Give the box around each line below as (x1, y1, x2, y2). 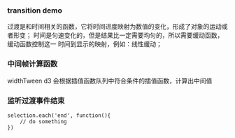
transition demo (7, 6, 63, 15)
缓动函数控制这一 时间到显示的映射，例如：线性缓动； (7, 40, 162, 48)
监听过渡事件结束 (7, 95, 65, 105)
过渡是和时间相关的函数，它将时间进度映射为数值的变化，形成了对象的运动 (7, 22, 222, 31)
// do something (20, 118, 68, 125)
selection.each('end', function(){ (7, 111, 111, 119)
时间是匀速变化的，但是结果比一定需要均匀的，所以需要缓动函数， (33, 31, 224, 40)
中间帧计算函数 (7, 59, 58, 69)
